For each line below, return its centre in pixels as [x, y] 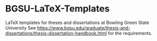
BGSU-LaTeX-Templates [58, 9]
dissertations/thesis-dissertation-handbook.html [56, 33]
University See [21, 27]
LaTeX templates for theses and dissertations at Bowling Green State [77, 22]
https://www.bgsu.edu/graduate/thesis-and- [84, 27]
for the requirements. [130, 33]
